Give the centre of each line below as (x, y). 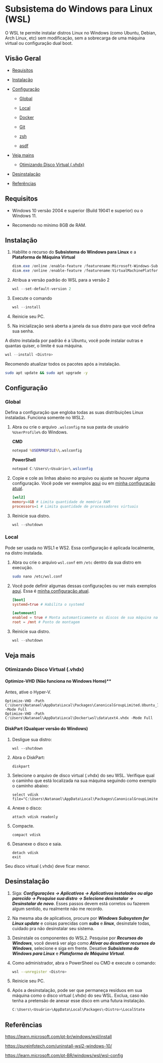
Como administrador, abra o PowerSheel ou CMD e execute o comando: (84, 963)
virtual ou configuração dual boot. (39, 43)
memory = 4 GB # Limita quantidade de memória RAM (61, 502)
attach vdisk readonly (35, 817)
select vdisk (25, 795)
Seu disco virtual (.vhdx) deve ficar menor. (48, 866)
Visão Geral (23, 59)
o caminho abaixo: (31, 785)
